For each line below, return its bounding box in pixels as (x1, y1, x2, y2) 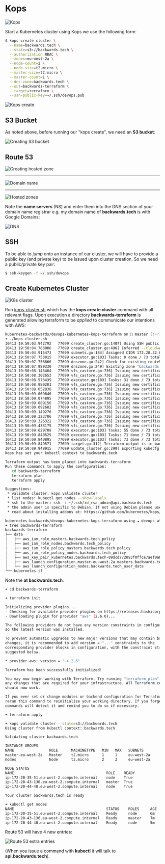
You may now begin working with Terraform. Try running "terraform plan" (5, 676, 160, 681)
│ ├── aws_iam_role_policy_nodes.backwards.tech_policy (5, 550, 126, 555)
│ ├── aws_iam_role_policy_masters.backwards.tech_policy (5, 545, 131, 550)
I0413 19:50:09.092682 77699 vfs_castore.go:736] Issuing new (5, 405, 139, 410)
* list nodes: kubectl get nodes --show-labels (7, 496, 107, 501)
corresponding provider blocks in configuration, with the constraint (5, 645, 153, 650)
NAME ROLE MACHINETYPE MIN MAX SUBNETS (5, 748, 144, 753)
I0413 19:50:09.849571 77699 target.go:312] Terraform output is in (5, 441, 153, 447)
